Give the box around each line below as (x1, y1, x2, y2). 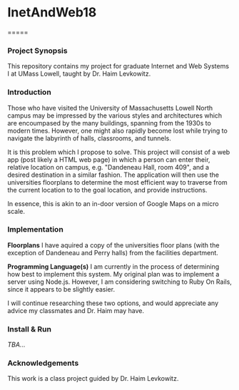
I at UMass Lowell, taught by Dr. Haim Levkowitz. (7, 69, 151, 78)
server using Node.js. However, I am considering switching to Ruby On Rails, (7, 277, 232, 286)
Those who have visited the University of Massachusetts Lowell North (7, 103, 213, 112)
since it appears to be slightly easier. (7, 284, 116, 293)
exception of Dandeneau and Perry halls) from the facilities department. (7, 248, 219, 257)
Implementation (7, 225, 64, 235)
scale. (7, 207, 25, 215)
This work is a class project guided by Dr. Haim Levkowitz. (7, 374, 179, 383)
